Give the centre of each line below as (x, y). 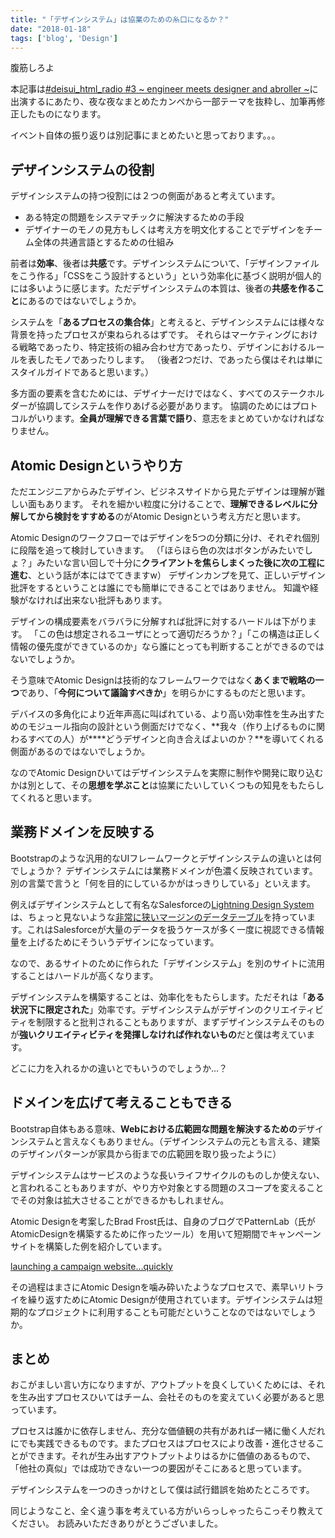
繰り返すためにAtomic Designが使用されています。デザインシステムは (171, 1299)
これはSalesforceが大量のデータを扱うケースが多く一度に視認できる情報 (175, 929)
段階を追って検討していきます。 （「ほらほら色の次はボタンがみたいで (161, 550)
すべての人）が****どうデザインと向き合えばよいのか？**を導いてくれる (176, 739)
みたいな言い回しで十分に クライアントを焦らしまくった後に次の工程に (181, 562)
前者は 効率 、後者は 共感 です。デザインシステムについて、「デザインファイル (165, 263)
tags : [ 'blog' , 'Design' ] (64, 38)
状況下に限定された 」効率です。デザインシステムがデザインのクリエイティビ (167, 1009)
